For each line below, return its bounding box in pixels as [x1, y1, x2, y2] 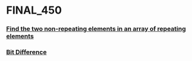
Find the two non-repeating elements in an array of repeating [6, 25, 186, 33]
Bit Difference [6, 48, 47, 56]
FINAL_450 [6, 4, 62, 17]
